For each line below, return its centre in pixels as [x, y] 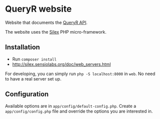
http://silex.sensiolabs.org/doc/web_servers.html [61, 64]
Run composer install [34, 59]
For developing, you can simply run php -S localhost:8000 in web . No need [80, 74]
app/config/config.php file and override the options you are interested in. [79, 111]
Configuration [27, 94]
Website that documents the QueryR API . [46, 22]
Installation [23, 47]
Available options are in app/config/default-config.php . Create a [71, 106]
